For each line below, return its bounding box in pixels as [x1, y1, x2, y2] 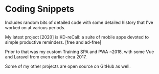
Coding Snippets [5, 3, 74, 15]
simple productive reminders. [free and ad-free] [5, 39, 102, 45]
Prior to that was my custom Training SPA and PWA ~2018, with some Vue [5, 49, 154, 55]
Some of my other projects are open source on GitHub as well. [5, 63, 131, 69]
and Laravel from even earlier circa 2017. [5, 54, 87, 59]
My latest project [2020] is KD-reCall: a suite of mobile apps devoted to [5, 34, 149, 40]
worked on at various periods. [5, 24, 66, 30]
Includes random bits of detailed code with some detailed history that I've [5, 19, 153, 25]
